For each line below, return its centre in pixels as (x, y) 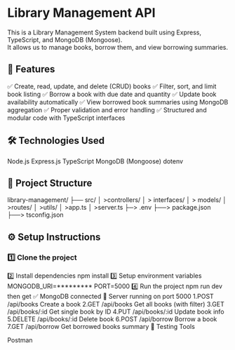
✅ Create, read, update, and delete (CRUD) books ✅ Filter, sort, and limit (112, 86)
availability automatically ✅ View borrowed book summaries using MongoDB (118, 102)
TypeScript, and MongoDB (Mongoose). (65, 39)
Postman (20, 340)
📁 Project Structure (50, 183)
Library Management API (81, 13)
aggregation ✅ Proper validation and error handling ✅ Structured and (107, 109)
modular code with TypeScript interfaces (66, 118)
